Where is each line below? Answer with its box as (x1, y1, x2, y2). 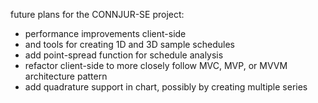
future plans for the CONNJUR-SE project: (10, 9, 185, 20)
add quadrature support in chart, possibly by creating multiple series (24, 81, 308, 93)
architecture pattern (24, 70, 108, 82)
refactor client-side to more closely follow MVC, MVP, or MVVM (24, 60, 288, 71)
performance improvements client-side (24, 28, 187, 39)
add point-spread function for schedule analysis (24, 49, 224, 61)
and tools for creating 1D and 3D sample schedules (24, 39, 235, 50)
